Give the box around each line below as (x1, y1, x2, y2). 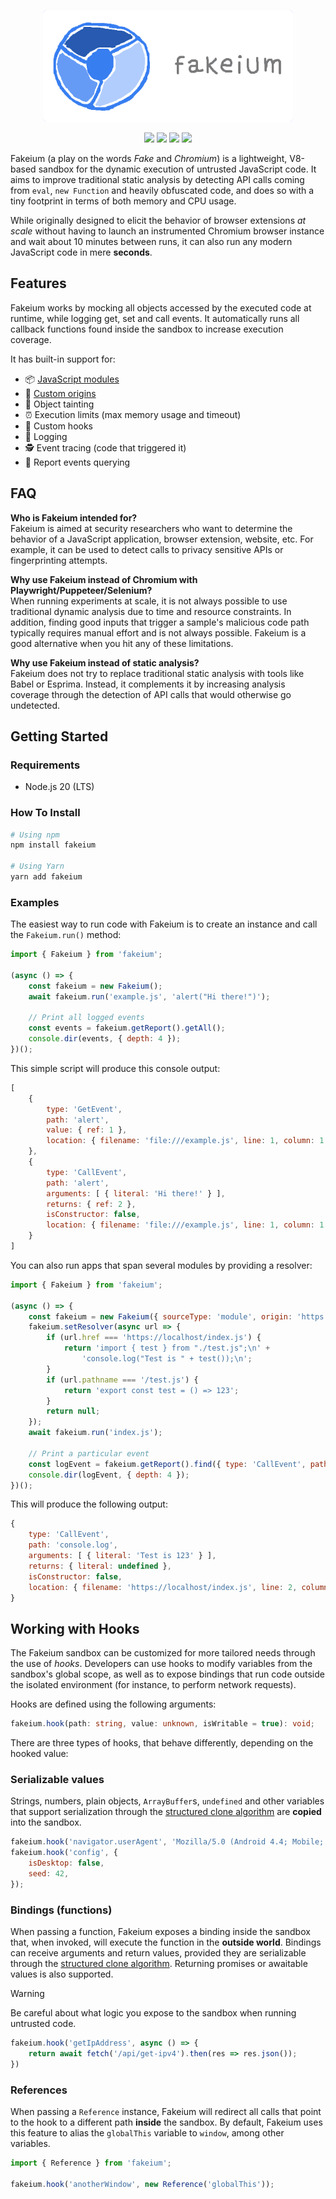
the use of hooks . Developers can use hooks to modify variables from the (10, 1658, 313, 1670)
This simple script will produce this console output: (10, 1062, 221, 1074)
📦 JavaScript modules (24, 373, 120, 385)
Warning (10, 1988, 45, 2000)
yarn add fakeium (10, 872, 83, 882)
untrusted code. (10, 2018, 77, 2030)
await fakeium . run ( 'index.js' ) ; (28, 1428, 163, 1438)
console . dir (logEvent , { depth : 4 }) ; (28, 1470, 190, 1480)
